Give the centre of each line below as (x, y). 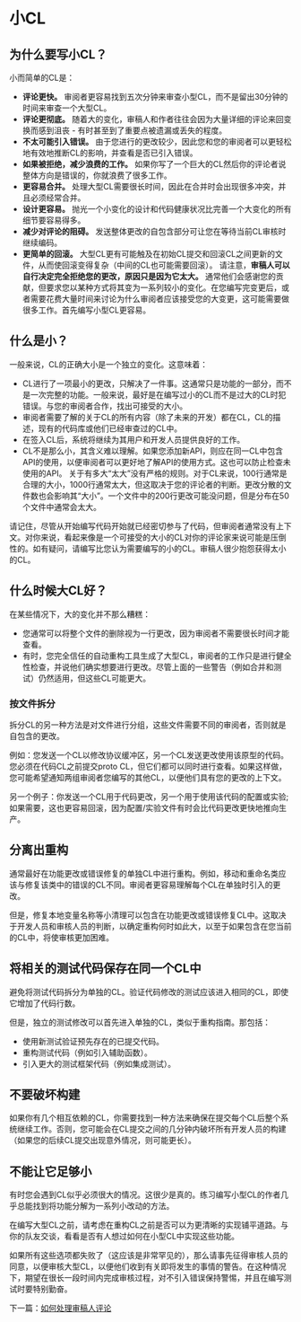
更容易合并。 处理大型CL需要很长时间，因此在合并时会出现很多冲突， (150, 186)
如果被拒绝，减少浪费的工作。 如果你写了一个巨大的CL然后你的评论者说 (154, 164)
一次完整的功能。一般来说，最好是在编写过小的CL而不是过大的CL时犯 (158, 394)
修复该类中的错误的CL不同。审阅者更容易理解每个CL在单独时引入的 (149, 885)
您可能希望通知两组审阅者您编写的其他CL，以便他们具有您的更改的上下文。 (148, 777)
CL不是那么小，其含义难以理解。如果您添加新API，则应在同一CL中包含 (153, 451)
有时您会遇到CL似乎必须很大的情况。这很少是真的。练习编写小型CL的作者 (145, 1194)
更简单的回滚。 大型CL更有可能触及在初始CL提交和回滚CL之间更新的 (149, 254)
